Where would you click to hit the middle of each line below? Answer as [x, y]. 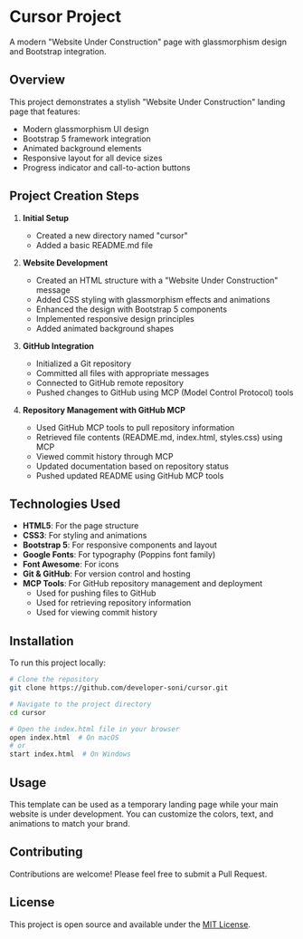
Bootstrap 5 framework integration [86, 139]
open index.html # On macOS [64, 737]
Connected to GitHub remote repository [109, 382]
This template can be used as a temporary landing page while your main [144, 804]
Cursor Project [66, 17]
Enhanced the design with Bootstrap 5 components [132, 309]
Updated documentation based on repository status [132, 466]
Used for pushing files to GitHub [96, 593]
